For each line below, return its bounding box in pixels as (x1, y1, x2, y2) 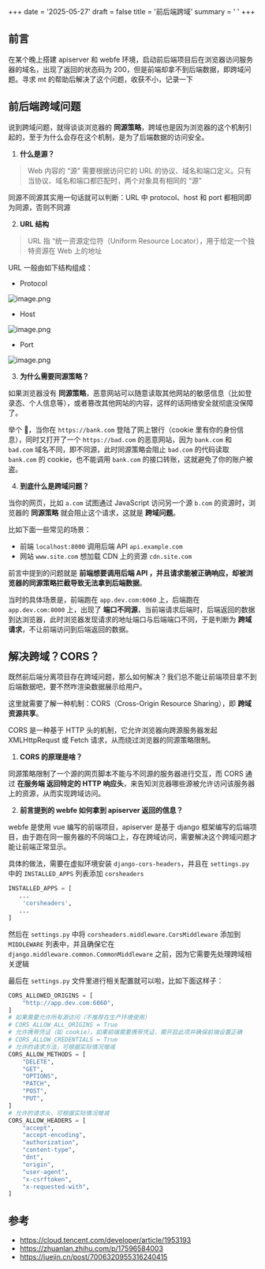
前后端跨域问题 (8, 100, 81, 113)
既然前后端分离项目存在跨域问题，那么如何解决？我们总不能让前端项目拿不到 (8, 672, 257, 682)
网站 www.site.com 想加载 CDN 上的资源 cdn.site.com (19, 551, 192, 561)
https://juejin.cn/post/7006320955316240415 (19, 1252, 168, 1262)
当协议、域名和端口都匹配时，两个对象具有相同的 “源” (27, 176, 203, 185)
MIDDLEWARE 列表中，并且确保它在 (8, 939, 115, 949)
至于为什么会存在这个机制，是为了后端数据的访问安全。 (28, 132, 209, 142)
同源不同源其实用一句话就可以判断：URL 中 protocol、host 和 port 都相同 (8, 192, 245, 202)
